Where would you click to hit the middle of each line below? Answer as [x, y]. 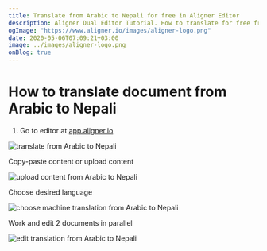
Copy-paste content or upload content [71, 161]
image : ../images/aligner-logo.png [67, 45]
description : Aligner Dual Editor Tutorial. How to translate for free [129, 23]
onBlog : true [30, 52]
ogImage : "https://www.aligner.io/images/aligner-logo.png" [110, 30]
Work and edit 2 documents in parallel [70, 222]
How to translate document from [118, 92]
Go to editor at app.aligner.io [66, 130]
